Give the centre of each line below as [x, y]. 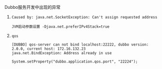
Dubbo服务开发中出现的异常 [32, 7]
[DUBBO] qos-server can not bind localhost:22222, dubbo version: [80, 45]
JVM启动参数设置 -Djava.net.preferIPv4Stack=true [60, 27]
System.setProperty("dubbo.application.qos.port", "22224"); [75, 62]
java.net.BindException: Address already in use [62, 53]
